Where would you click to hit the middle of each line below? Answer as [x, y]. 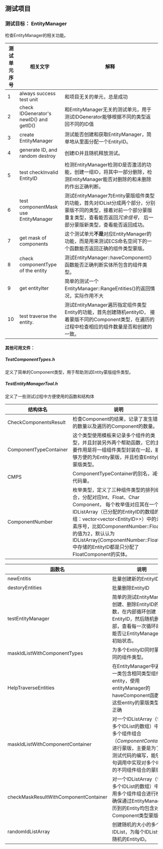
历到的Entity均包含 [133, 808]
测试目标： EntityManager [36, 24]
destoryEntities [25, 588]
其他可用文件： [20, 348]
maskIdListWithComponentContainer [49, 744]
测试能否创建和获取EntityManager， [106, 134]
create [27, 134]
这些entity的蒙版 [131, 703]
